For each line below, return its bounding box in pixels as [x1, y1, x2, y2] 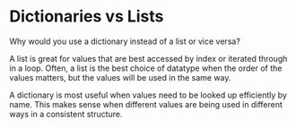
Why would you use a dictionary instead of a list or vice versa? [9, 36, 240, 47]
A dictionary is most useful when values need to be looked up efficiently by [9, 90, 287, 100]
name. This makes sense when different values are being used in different [9, 98, 283, 109]
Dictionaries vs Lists [9, 6, 164, 27]
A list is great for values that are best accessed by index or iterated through [9, 53, 288, 64]
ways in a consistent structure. [9, 108, 123, 119]
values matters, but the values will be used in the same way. [9, 72, 231, 82]
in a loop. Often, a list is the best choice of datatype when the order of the [9, 63, 283, 73]
